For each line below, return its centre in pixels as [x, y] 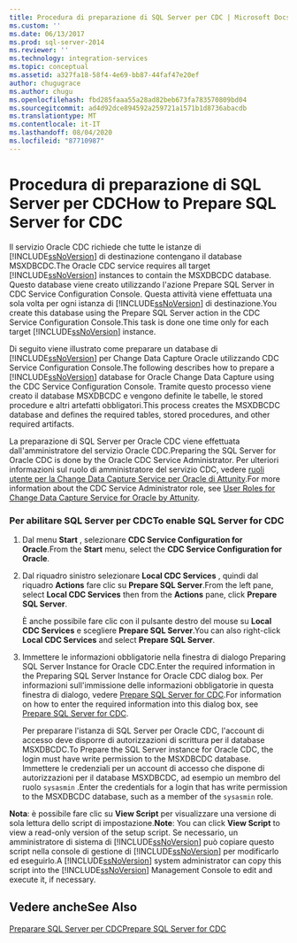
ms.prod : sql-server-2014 [57, 42]
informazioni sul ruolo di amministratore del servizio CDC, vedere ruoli [137, 469]
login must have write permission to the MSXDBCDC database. [136, 759]
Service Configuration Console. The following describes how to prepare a [142, 367]
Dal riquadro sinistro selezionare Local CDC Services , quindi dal [140, 576]
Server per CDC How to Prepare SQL [143, 203]
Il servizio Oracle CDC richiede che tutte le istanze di [105, 247]
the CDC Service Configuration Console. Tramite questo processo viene [140, 386]
